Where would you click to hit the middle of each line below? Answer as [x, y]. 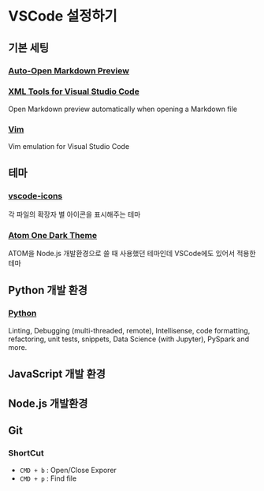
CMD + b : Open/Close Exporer [68, 471]
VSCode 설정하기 [63, 16]
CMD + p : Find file [48, 478]
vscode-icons [35, 196]
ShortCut [26, 452]
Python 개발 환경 [48, 290]
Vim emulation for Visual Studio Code [69, 147]
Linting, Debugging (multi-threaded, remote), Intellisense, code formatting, [129, 330]
